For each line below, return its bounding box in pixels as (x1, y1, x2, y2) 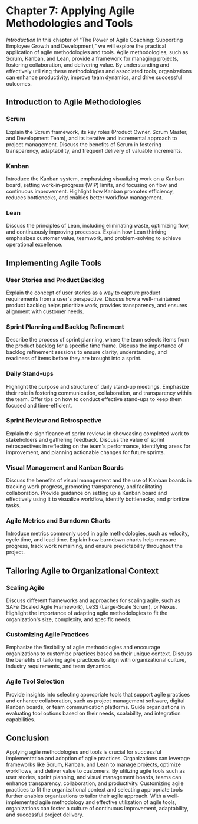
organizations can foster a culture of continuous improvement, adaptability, (6, 805, 189, 812)
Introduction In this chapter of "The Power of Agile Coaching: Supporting (6, 36, 183, 43)
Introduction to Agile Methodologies (6, 97, 141, 107)
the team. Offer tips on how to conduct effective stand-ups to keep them (6, 395, 183, 402)
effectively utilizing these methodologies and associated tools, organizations (6, 67, 192, 74)
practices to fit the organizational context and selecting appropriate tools (6, 786, 183, 793)
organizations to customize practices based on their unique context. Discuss (6, 650, 192, 657)
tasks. (6, 502, 21, 509)
